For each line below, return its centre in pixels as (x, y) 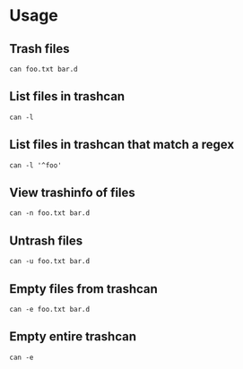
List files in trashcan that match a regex (122, 145)
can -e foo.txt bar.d (50, 310)
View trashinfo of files (73, 193)
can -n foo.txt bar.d (50, 213)
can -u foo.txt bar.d (50, 262)
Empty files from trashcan (84, 289)
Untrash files (46, 240)
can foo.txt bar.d (43, 69)
